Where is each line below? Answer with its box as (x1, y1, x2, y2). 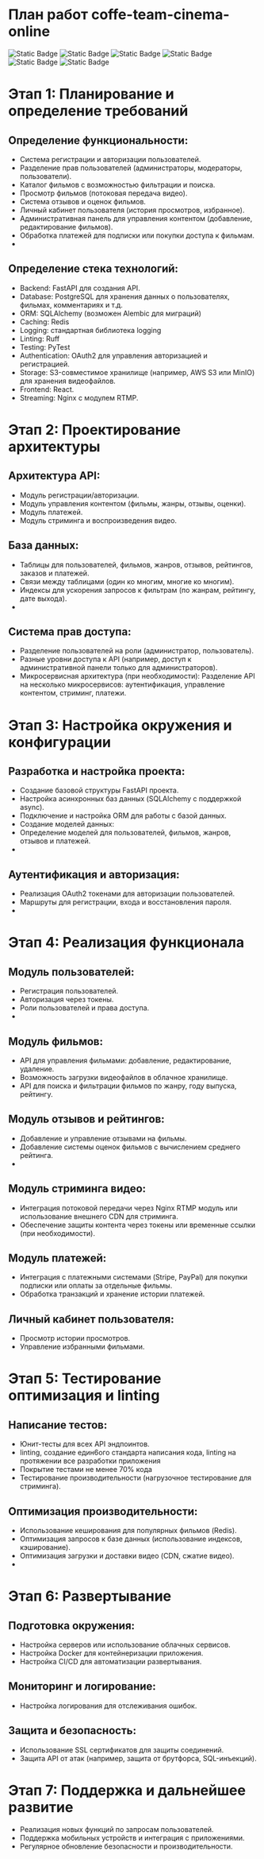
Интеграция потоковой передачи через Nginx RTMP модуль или (19, 1203, 238, 1213)
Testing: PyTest (19, 342, 71, 351)
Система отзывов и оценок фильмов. (19, 196, 147, 206)
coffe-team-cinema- (90, 6, 230, 24)
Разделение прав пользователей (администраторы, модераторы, (19, 163, 243, 172)
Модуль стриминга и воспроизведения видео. (19, 515, 177, 525)
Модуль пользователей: (8, 965, 135, 978)
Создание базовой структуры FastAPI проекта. (19, 785, 179, 796)
